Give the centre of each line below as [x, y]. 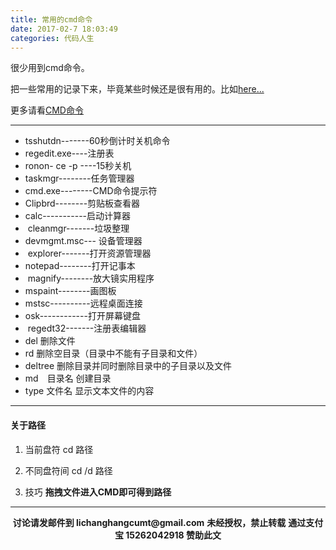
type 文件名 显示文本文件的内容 [89, 391]
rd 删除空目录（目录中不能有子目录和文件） [113, 353]
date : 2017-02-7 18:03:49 [64, 29]
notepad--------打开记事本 [80, 266]
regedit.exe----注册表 [69, 153]
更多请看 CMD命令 [47, 110]
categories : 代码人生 [52, 38]
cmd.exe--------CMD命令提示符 [91, 191]
